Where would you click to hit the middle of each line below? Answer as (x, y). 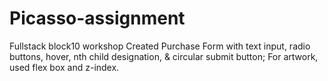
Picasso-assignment (97, 18)
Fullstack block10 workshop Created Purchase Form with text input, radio (160, 46)
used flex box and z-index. (64, 67)
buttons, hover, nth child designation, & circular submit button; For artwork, (164, 56)
